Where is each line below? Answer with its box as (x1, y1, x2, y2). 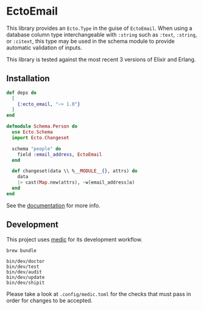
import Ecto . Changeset (12, 134, 69, 141)
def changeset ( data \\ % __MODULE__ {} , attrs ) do (12, 168, 138, 175)
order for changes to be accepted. (6, 297, 93, 304)
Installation (6, 73, 50, 84)
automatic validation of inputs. (6, 44, 82, 51)
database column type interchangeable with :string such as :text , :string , (6, 31, 198, 38)
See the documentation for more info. (6, 201, 101, 209)
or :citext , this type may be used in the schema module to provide (6, 37, 175, 45)
